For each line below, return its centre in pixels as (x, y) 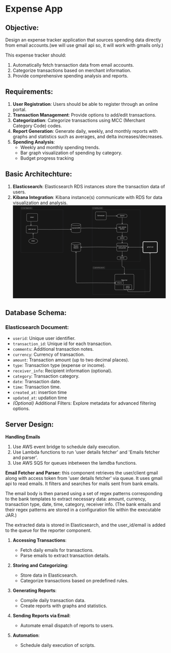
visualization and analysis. (40, 203)
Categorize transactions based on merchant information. (72, 70)
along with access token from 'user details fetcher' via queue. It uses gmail (84, 478)
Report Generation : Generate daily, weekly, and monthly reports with (85, 131)
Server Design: (30, 425)
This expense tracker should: (36, 55)
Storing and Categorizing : (40, 565)
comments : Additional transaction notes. (53, 349)
